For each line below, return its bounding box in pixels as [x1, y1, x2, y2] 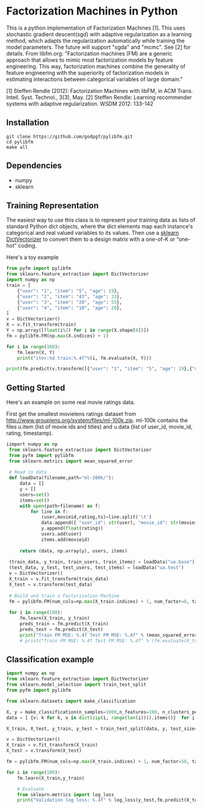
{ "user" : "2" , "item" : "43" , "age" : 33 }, [17, 293, 122, 299]
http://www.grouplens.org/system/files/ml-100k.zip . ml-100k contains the [6, 417, 188, 424]
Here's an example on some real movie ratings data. [6, 398, 135, 406]
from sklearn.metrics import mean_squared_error [8, 458, 133, 464]
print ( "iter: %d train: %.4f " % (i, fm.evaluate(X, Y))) [17, 355, 152, 361]
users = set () [19, 491, 50, 497]
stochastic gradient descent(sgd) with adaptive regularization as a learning [6, 30, 192, 37]
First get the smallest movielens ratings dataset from [6, 411, 136, 418]
